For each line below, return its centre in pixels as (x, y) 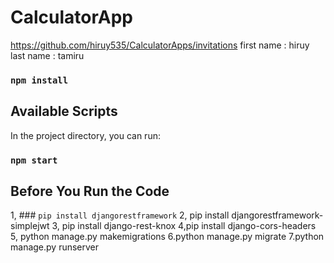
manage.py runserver (55, 247)
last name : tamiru (47, 55)
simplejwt (30, 226)
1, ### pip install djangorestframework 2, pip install (120, 215)
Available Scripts (64, 111)
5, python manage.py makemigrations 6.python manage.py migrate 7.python (167, 237)
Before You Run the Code (90, 191)
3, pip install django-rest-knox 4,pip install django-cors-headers (184, 226)
